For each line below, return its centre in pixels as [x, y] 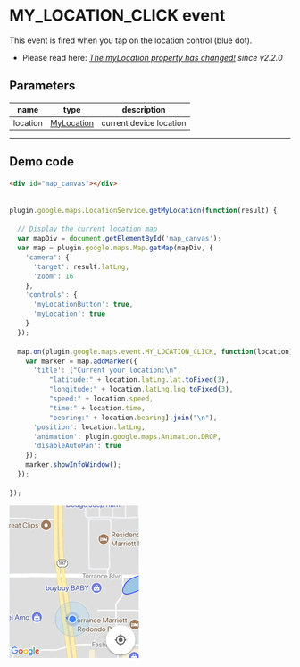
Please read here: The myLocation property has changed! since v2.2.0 [152, 57]
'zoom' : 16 [53, 276]
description [144, 110]
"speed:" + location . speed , [101, 399]
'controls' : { [51, 295]
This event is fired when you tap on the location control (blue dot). [131, 40]
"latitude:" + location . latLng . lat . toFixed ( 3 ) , [139, 380]
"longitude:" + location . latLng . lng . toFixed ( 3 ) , [141, 390]
